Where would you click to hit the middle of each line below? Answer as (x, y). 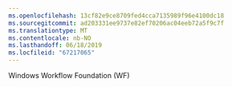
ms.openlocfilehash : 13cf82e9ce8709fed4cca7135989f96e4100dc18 (116, 16)
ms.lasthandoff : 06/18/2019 (55, 45)
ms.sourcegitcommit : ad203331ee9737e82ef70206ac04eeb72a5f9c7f (116, 23)
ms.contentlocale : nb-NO (50, 38)
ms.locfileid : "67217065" (51, 53)
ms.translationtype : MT (48, 30)
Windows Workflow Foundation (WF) (69, 75)
